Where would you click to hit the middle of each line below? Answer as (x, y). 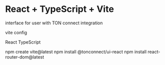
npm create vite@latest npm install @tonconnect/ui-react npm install (76, 52)
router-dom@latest (25, 57)
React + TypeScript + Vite (59, 9)
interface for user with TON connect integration (54, 23)
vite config (16, 32)
